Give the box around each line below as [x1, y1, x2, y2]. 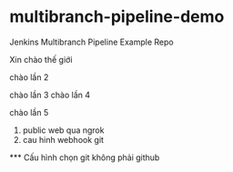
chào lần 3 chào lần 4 [9, 89, 91, 100]
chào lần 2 [9, 71, 49, 83]
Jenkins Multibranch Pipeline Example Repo [9, 36, 175, 47]
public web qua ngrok [22, 125, 105, 136]
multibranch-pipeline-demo [9, 6, 225, 27]
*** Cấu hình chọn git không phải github [9, 152, 160, 163]
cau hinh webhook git [22, 134, 105, 145]
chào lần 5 [9, 106, 49, 117]
